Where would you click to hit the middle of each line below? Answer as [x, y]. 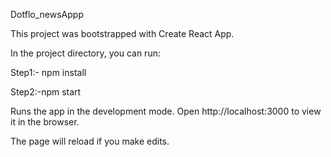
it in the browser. [45, 122]
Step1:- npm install [48, 72]
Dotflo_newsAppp [47, 14]
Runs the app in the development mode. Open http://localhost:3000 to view [166, 111]
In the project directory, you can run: [85, 53]
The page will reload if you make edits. [90, 141]
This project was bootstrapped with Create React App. [122, 33]
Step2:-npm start [46, 92]
